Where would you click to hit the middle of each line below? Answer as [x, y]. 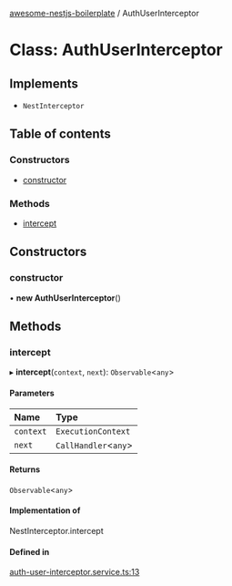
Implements [44, 83]
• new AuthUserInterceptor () [65, 298]
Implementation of [45, 510]
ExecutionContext [93, 431]
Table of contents [60, 134]
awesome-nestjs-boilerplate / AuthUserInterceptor [105, 13]
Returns [25, 469]
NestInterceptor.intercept [56, 530]
